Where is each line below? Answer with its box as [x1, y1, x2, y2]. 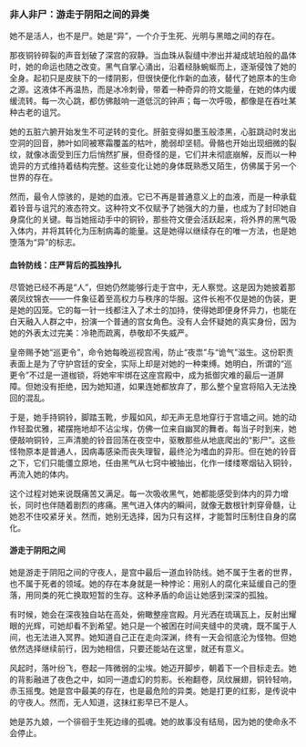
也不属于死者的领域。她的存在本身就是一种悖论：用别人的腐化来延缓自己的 [9, 577, 289, 589]
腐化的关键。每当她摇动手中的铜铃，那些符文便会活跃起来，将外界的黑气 [16, 214, 289, 225]
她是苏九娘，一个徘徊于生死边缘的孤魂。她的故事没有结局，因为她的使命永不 [9, 716, 297, 727]
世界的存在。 [9, 171, 57, 183]
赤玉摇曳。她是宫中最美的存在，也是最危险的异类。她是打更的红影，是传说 [9, 685, 289, 696]
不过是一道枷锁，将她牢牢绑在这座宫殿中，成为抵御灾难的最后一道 [28, 369, 277, 380]
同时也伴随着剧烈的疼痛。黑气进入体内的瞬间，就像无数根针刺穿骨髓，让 [25, 499, 297, 510]
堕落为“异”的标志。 [9, 237, 81, 248]
